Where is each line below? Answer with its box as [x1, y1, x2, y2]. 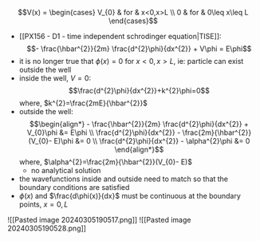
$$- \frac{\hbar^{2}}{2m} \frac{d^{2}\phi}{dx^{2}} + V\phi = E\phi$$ [26, 44, 252, 53]
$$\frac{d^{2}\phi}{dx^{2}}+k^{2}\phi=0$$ [68, 86, 211, 95]
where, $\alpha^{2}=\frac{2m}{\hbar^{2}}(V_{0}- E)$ [18, 157, 193, 167]
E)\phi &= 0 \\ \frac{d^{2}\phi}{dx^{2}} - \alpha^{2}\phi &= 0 [53, 136, 250, 145]
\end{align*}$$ [114, 144, 164, 154]
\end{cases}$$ [108, 16, 159, 26]
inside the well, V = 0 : [18, 73, 92, 83]
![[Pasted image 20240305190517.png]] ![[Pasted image [7, 215, 191, 224]
